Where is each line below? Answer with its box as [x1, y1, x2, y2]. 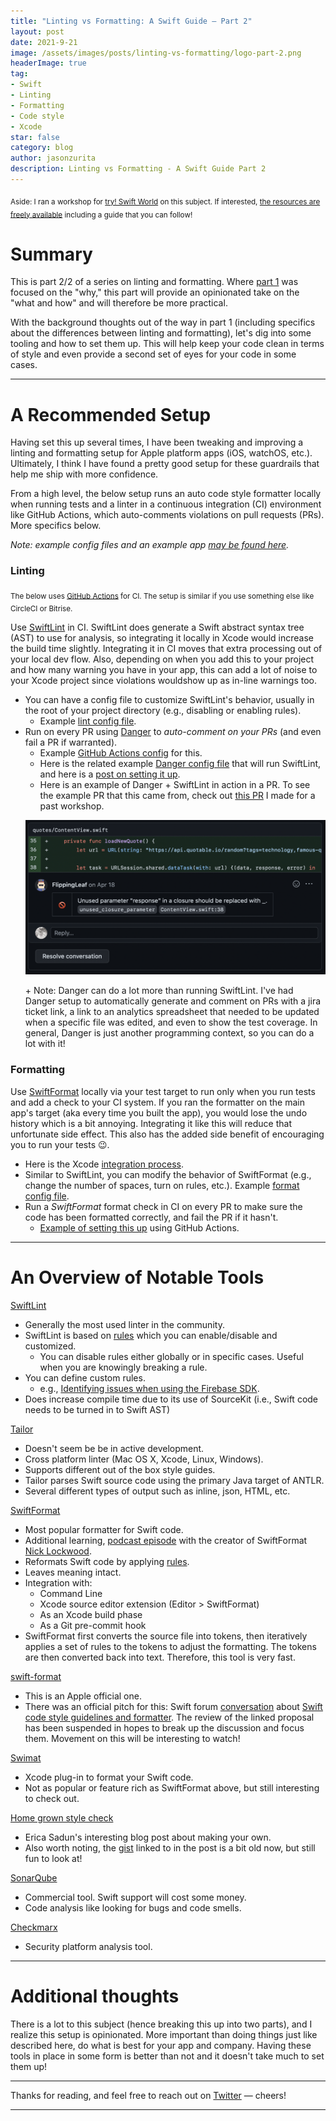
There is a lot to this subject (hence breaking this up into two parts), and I [10, 2018, 313, 2030]
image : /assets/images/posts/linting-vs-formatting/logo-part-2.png [10, 48, 302, 58]
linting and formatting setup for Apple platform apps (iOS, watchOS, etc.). [10, 447, 313, 459]
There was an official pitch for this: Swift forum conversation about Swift [24, 1700, 323, 1712]
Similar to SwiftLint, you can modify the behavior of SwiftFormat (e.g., [24, 1168, 312, 1180]
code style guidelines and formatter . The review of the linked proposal [24, 1711, 315, 1723]
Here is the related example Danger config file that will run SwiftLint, [39, 758, 322, 770]
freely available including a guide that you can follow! [10, 210, 193, 220]
